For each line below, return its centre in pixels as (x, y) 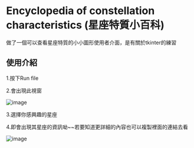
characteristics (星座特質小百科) (86, 25)
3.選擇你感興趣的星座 (32, 114)
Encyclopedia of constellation (80, 11)
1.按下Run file (22, 78)
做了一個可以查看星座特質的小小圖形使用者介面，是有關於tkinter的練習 (91, 42)
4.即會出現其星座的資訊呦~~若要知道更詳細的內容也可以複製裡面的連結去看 (97, 127)
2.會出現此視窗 (24, 90)
